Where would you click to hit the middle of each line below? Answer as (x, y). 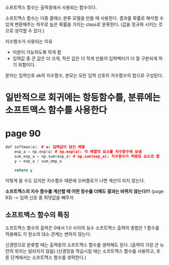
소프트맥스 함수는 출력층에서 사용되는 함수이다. (51, 7)
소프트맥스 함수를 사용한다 (56, 110)
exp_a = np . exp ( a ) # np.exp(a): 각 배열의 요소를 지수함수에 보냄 (78, 152)
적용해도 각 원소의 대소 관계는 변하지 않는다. (48, 234)
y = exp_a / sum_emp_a (38, 161)
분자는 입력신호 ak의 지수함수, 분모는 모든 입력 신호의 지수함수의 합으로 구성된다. (84, 75)
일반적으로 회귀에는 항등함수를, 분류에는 (83, 98)
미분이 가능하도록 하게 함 (37, 52)
